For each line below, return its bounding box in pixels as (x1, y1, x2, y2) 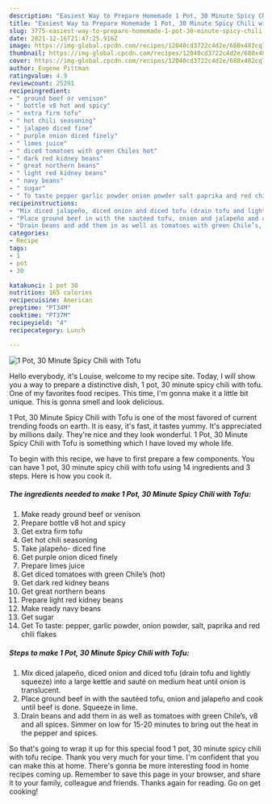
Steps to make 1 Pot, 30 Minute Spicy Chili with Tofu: (9, 648, 190, 658)
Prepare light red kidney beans (20, 595, 123, 605)
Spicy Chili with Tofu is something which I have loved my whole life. (9, 438, 234, 448)
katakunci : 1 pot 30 (9, 281, 79, 290)
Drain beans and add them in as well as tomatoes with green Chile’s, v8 (20, 711, 258, 721)
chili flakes (20, 630, 57, 639)
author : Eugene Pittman (9, 65, 90, 73)
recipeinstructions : (9, 199, 79, 207)
